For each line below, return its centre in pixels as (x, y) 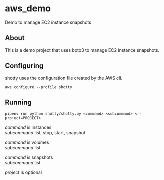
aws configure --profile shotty (39, 87)
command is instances (28, 127)
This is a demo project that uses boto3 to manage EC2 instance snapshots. (82, 50)
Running (19, 102)
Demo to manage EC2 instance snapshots (48, 22)
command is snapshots (29, 157)
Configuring (24, 66)
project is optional (24, 172)
